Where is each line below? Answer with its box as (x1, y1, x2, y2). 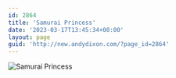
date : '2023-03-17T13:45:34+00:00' (8, 26, 124, 34)
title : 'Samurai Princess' (8, 19, 96, 27)
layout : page (8, 33, 51, 41)
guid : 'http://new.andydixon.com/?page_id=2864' (8, 41, 170, 48)
